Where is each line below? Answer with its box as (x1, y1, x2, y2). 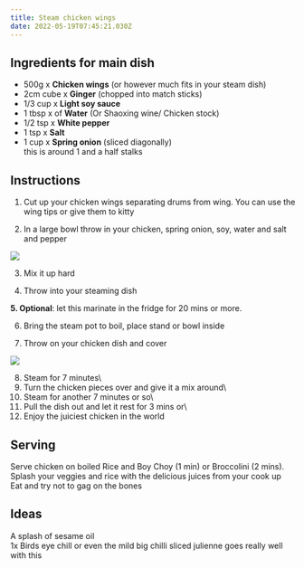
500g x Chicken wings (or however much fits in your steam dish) (23, 79, 267, 90)
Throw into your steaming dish (23, 286, 138, 297)
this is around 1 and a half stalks (23, 147, 143, 157)
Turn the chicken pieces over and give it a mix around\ (23, 382, 227, 393)
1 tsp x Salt (23, 128, 65, 138)
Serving (10, 437, 56, 452)
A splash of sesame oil (10, 530, 95, 541)
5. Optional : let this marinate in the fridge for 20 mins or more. (10, 303, 242, 314)
